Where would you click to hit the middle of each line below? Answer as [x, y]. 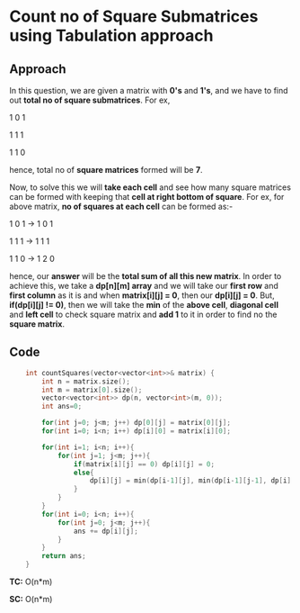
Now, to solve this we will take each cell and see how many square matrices [150, 187]
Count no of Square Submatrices [134, 17]
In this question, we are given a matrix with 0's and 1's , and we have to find [149, 90]
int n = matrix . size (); [86, 381]
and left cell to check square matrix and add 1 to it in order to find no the [143, 314]
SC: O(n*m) [31, 599]
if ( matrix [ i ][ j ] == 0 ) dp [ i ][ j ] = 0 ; [144, 464]
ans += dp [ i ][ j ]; [106, 531]
